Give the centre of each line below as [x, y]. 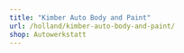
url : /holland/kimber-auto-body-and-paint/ [92, 26]
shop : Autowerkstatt [48, 34]
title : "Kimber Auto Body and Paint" [80, 18]
